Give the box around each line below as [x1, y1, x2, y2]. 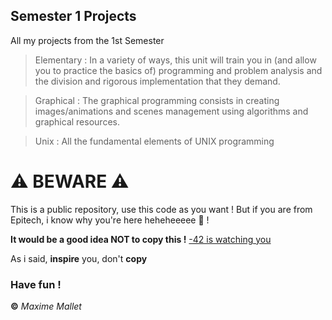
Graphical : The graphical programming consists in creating [34, 94, 280, 106]
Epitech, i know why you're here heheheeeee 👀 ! [10, 214, 210, 226]
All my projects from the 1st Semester [10, 34, 165, 46]
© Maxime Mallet [10, 300, 82, 313]
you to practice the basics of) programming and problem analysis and [34, 64, 323, 76]
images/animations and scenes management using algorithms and [34, 105, 309, 117]
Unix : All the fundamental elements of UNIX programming [34, 135, 275, 147]
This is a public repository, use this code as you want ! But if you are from [10, 203, 313, 215]
